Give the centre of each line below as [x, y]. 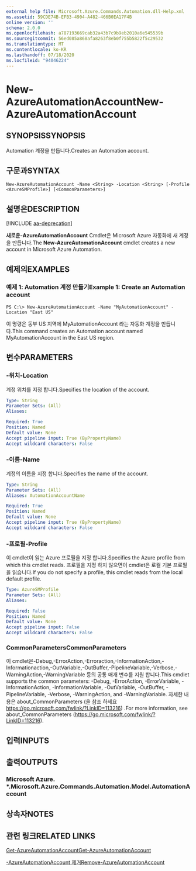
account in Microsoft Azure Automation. [54, 250]
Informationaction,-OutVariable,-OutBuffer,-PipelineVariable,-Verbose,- [92, 668]
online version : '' [30, 22]
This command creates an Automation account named [78, 331]
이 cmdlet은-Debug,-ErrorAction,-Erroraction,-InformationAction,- [85, 661]
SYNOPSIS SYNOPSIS [46, 136]
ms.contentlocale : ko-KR [36, 50]
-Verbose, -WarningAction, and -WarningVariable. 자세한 [115, 694]
